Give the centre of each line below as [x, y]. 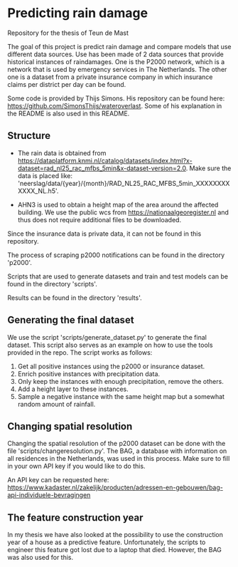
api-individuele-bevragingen [49, 495]
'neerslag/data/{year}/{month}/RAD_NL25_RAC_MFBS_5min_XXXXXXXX [124, 183]
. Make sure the [209, 168]
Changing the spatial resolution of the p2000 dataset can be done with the [117, 444]
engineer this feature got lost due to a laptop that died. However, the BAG [115, 550]
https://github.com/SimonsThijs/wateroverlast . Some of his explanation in [115, 105]
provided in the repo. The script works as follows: [80, 352]
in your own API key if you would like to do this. [76, 466]
